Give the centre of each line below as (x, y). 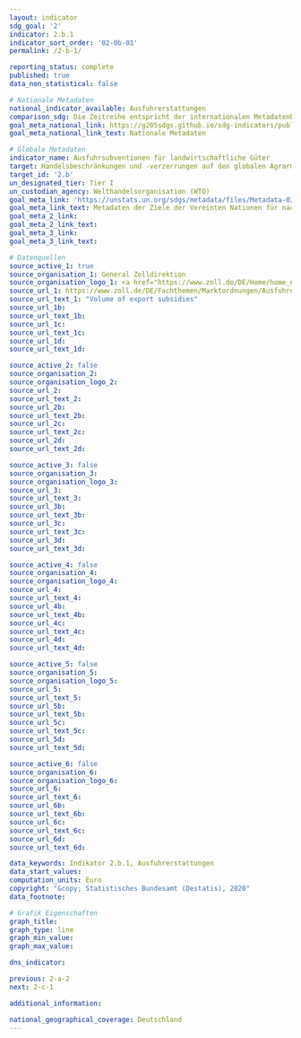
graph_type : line (42, 929)
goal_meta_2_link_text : (54, 225)
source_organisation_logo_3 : (64, 482)
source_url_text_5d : (48, 747)
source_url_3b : (38, 507)
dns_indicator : (38, 963)
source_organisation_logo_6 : (64, 781)
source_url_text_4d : (48, 648)
